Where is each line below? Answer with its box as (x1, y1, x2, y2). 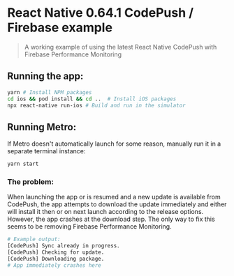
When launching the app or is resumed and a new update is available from (7, 193, 221, 201)
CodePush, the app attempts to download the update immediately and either (7, 200, 227, 208)
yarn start (7, 160, 39, 168)
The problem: (7, 176, 54, 186)
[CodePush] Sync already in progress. (7, 243, 120, 250)
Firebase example (7, 20, 113, 36)
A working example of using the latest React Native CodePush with (24, 43, 217, 51)
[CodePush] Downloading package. (7, 255, 105, 262)
